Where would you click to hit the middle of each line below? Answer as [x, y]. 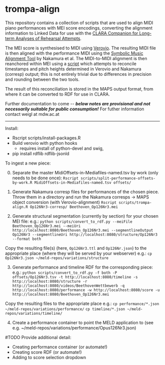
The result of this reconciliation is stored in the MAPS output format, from [79, 89]
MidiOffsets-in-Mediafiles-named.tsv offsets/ [83, 182]
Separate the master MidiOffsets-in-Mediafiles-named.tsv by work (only [85, 172]
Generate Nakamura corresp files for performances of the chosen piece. [85, 192]
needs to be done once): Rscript [45, 178]
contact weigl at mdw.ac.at [32, 114]
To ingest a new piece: [28, 163]
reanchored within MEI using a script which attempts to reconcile [71, 64]
